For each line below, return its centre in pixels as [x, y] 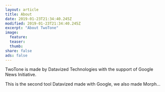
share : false [19, 51]
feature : [19, 37]
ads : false [16, 55]
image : [12, 32]
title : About [19, 14]
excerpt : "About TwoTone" [32, 28]
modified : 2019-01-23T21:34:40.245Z [43, 23]
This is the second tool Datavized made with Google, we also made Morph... [83, 84]
